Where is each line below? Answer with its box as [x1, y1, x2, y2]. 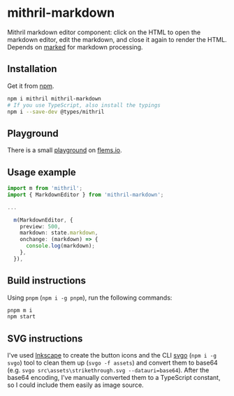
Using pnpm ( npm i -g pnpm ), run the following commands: [7, 293, 173, 302]
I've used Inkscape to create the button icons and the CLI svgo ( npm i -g [7, 351, 217, 360]
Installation [7, 63, 57, 75]
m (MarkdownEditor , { [13, 217, 73, 223]
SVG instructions [7, 332, 83, 344]
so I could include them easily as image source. [7, 381, 145, 389]
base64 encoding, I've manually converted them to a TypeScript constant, [7, 374, 221, 382]
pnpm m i [7, 307, 33, 314]
